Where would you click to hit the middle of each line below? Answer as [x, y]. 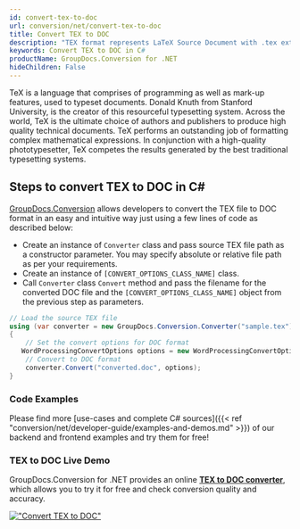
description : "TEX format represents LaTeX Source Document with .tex [143, 42]
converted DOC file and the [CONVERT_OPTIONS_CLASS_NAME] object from [152, 292]
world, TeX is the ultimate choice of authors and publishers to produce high [148, 120]
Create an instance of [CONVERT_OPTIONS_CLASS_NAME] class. [130, 273]
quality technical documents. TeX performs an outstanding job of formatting [149, 130]
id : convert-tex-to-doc [54, 17]
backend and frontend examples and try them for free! [109, 437]
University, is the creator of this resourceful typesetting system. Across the [147, 112]
